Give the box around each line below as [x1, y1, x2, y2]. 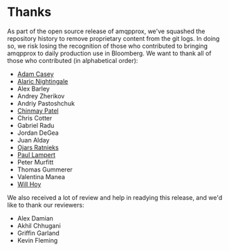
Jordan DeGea [17, 129, 59, 137]
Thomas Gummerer [17, 165, 73, 174]
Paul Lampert [17, 150, 56, 159]
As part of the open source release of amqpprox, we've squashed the [7, 27, 205, 35]
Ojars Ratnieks [17, 143, 59, 151]
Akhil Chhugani [17, 221, 61, 230]
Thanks [7, 4, 52, 20]
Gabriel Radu [17, 121, 55, 129]
